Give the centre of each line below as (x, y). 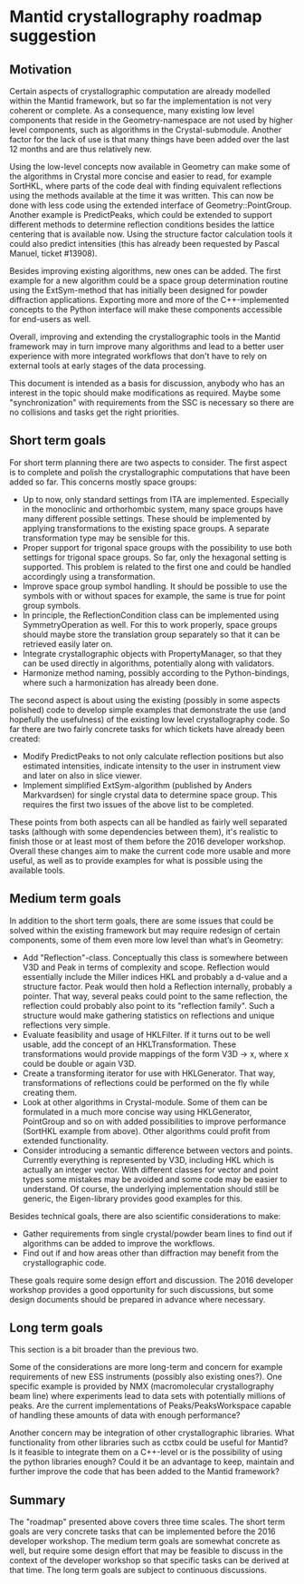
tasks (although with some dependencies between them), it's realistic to (144, 831)
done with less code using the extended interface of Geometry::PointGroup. (151, 205)
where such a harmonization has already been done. (120, 682)
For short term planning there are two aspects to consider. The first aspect (148, 462)
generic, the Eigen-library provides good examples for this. (132, 1198)
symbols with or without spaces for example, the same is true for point (154, 595)
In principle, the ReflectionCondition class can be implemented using (150, 615)
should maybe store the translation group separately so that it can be (151, 634)
